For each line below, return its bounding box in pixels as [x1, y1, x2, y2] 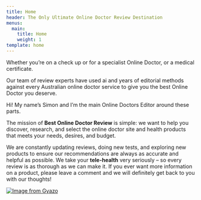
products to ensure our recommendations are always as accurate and [6, 150, 179, 157]
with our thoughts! [6, 175, 52, 183]
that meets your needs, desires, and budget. [6, 132, 116, 139]
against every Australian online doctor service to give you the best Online [6, 83, 188, 90]
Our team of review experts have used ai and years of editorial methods [6, 76, 184, 84]
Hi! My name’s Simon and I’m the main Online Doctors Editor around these [6, 101, 190, 108]
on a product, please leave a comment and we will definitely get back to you [6, 169, 195, 176]
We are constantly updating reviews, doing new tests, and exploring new [6, 144, 187, 151]
